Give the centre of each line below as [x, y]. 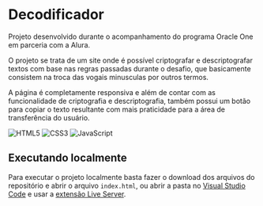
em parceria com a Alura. [49, 44]
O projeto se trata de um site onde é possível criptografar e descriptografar [130, 60]
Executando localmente [68, 158]
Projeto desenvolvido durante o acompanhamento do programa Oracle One [131, 36]
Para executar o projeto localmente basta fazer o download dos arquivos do [131, 177]
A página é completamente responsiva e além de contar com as [112, 92]
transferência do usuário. [49, 117]
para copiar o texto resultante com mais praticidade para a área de [116, 109]
